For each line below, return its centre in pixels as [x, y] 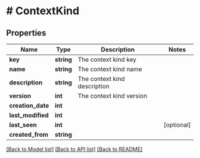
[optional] [177, 125]
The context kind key [107, 59]
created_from [29, 135]
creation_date [29, 105]
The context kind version [112, 96]
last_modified [29, 115]
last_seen [23, 125]
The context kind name [110, 69]
